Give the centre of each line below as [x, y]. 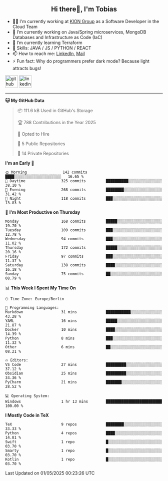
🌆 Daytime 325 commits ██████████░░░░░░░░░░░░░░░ [84, 181]
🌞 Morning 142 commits [46, 172]
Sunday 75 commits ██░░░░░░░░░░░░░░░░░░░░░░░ [84, 274]
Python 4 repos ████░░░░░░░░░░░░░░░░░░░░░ [84, 433]
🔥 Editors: [17, 360]
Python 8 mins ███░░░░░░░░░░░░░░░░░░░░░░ [84, 338]
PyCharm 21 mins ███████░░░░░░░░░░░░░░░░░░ [84, 382]
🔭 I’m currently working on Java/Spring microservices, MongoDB [79, 32]
